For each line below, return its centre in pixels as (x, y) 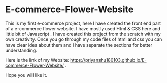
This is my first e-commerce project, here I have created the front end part (83, 23)
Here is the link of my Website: (37, 60)
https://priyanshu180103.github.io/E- (108, 60)
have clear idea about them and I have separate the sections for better (79, 45)
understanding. (21, 50)
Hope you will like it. (26, 75)
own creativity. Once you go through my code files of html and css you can (84, 39)
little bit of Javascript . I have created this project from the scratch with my (83, 34)
